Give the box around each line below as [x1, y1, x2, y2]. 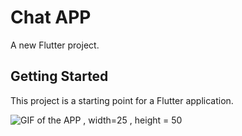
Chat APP [10, 6, 92, 29]
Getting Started [10, 68, 109, 85]
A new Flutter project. [10, 39, 100, 51]
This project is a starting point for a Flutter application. [10, 94, 234, 106]
